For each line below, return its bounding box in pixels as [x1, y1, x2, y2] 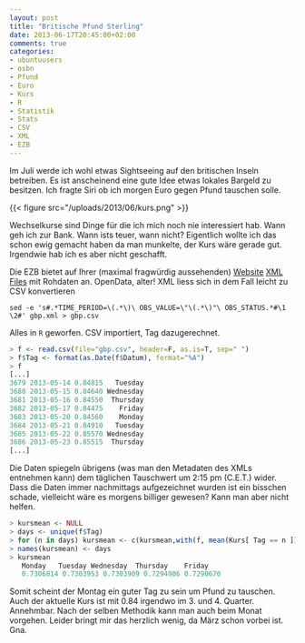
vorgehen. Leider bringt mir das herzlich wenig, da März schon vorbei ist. [9, 615, 284, 626]
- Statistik [9, 106, 54, 116]
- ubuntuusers [9, 55, 64, 65]
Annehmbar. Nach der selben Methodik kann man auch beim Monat [9, 606, 262, 617]
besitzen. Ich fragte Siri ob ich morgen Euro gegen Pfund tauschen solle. [9, 184, 281, 196]
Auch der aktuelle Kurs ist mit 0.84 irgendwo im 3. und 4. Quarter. [9, 596, 255, 607]
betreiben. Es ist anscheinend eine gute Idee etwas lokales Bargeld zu [9, 175, 271, 186]
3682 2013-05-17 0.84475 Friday [9, 404, 144, 413]
